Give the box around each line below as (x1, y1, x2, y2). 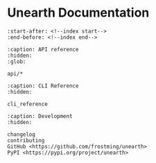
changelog (7, 130, 36, 138)
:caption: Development (7, 112, 73, 119)
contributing (7, 137, 45, 144)
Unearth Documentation (7, 5, 150, 21)
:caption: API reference (7, 46, 79, 53)
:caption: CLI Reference (7, 82, 79, 89)
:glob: (7, 58, 26, 65)
